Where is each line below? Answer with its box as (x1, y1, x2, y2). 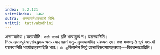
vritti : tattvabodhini (5, 20, 54, 26)
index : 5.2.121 (5, 7, 38, 12)
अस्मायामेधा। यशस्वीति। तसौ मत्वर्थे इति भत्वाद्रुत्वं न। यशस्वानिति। (5, 34, 108, 40)
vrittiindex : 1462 (5, 12, 45, 16)
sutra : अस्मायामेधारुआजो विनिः (5, 16, 55, 21)
